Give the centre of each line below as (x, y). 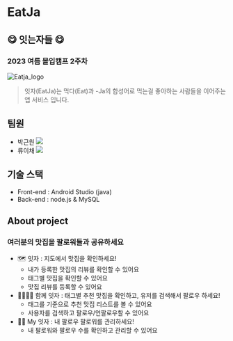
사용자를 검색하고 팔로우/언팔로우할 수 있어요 (88, 313)
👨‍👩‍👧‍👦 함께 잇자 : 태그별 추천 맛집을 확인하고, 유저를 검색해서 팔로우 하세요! (119, 296)
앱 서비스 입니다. (47, 100)
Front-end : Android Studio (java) (65, 191)
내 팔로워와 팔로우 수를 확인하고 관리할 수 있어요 (93, 331)
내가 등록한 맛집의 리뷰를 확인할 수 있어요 (83, 269)
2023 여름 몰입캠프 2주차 (48, 61)
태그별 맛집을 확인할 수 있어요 (67, 278)
